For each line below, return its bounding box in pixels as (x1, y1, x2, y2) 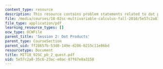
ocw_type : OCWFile (5, 30, 42, 34)
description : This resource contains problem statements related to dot (5, 12, 155, 17)
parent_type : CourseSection (5, 39, 62, 44)
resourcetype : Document (5, 48, 53, 52)
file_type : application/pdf (5, 20, 62, 26)
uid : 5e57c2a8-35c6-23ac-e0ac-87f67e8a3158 (5, 57, 95, 62)
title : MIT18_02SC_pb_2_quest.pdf (5, 52, 75, 57)
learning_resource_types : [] (5, 25, 64, 30)
